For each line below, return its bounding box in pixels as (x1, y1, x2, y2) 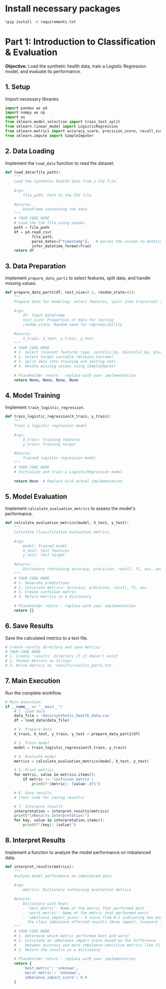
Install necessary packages (5, 3, 121, 14)
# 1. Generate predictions (14, 580, 70, 586)
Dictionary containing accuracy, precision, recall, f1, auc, (23, 567, 154, 572)
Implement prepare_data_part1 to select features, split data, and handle (5, 275, 151, 281)
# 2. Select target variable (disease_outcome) (14, 354, 114, 360)
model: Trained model (23, 543, 68, 548)
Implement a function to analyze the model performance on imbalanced (5, 849, 151, 855)
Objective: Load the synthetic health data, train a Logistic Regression (5, 63, 147, 69)
